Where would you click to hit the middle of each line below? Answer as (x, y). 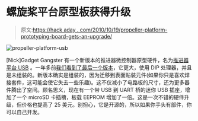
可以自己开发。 (24, 112)
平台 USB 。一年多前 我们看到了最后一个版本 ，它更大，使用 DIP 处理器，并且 (99, 67)
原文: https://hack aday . (49, 30)
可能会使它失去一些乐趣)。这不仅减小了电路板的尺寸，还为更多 (108, 82)
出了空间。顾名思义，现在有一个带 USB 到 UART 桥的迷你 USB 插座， (101, 90)
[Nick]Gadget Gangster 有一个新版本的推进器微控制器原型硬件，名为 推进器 (98, 60)
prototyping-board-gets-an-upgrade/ (66, 36)
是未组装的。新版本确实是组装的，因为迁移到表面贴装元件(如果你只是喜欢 (95, 75)
